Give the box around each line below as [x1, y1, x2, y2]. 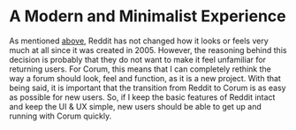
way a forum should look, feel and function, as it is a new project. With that [9, 73, 281, 83]
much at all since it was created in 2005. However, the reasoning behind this [9, 44, 287, 55]
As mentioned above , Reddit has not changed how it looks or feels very [9, 35, 269, 46]
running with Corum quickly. [9, 111, 112, 121]
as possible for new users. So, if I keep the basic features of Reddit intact [9, 91, 276, 103]
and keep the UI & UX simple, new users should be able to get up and [9, 101, 262, 111]
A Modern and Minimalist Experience [9, 6, 286, 27]
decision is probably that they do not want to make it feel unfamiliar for [9, 54, 267, 65]
